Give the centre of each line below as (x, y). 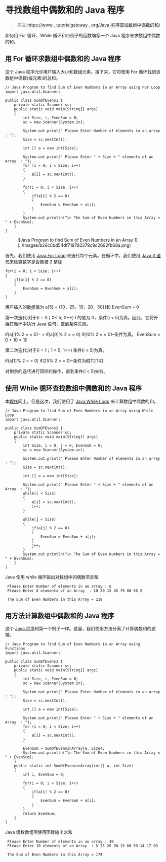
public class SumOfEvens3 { (34, 662)
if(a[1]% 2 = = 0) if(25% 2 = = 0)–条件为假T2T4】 (55, 360)
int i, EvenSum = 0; (44, 775)
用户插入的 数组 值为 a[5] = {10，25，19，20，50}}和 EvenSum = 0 (72, 307)
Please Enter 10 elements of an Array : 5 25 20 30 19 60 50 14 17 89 (83, 846)
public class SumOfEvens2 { (34, 428)
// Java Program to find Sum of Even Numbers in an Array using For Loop (83, 87)
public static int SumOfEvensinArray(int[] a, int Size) (74, 766)
